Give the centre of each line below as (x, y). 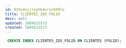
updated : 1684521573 (26, 23)
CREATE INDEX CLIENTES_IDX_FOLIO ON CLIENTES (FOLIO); (64, 41)
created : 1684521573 (26, 28)
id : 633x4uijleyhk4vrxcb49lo (35, 9)
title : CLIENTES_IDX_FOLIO (33, 14)
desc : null (16, 18)
